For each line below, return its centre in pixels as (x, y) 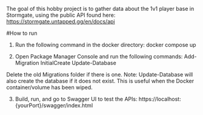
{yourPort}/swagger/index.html (54, 105)
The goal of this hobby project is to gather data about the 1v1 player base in (100, 9)
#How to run (22, 33)
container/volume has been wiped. (49, 87)
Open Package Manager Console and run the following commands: (99, 56)
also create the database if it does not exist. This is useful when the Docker (100, 81)
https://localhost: (160, 99)
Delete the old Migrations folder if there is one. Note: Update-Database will (100, 74)
